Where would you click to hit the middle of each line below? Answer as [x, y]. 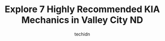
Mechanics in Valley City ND [82, 20]
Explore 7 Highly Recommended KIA [82, 9]
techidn [82, 34]
